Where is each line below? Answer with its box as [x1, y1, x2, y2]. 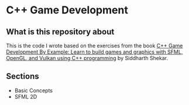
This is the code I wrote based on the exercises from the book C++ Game [6, 42, 183, 49]
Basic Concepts [14, 87, 53, 94]
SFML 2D [14, 93, 37, 100]
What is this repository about [6, 27, 115, 37]
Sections [6, 71, 39, 82]
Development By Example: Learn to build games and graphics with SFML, [6, 48, 183, 55]
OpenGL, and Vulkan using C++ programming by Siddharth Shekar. [6, 55, 169, 61]
